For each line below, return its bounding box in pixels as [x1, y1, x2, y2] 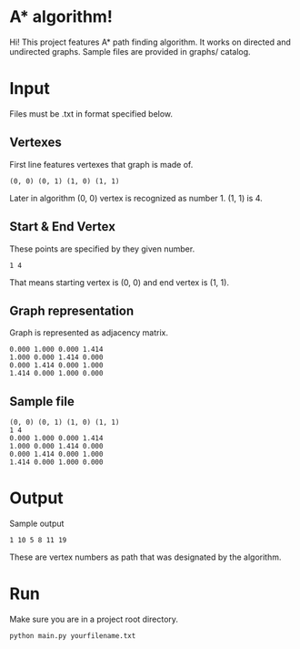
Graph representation [9, 303, 135, 318]
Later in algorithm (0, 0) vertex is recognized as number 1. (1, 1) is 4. [9, 192, 264, 203]
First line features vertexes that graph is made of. [9, 159, 194, 170]
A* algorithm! [9, 6, 114, 27]
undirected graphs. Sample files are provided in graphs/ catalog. [9, 46, 252, 57]
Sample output [9, 518, 65, 530]
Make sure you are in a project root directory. [9, 613, 179, 624]
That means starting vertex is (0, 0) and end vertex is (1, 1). [9, 276, 230, 288]
